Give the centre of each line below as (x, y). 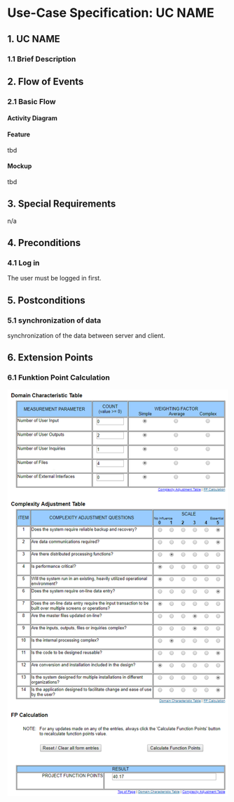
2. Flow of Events (46, 81)
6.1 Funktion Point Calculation (58, 377)
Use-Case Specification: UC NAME (111, 13)
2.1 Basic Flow (32, 101)
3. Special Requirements (62, 204)
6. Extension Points (50, 357)
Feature (19, 134)
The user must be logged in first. (54, 278)
